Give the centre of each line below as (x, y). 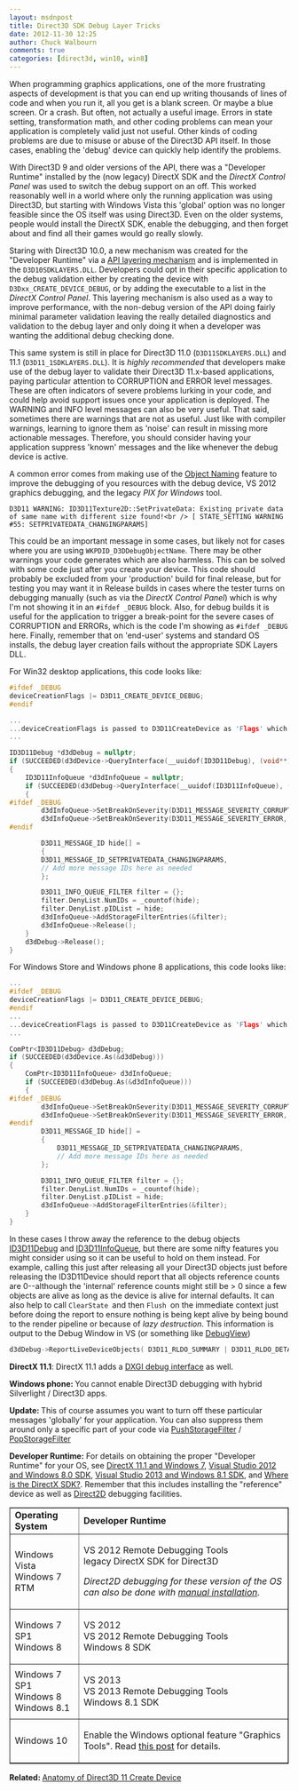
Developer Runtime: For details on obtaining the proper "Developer (133, 1456)
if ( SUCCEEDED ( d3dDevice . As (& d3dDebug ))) (87, 1057)
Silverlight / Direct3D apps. (59, 1393)
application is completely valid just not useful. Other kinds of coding (133, 131)
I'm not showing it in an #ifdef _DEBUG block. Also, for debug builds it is (139, 607)
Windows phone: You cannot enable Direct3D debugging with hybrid (136, 1383)
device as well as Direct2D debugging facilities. (96, 1493)
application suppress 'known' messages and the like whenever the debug (144, 447)
